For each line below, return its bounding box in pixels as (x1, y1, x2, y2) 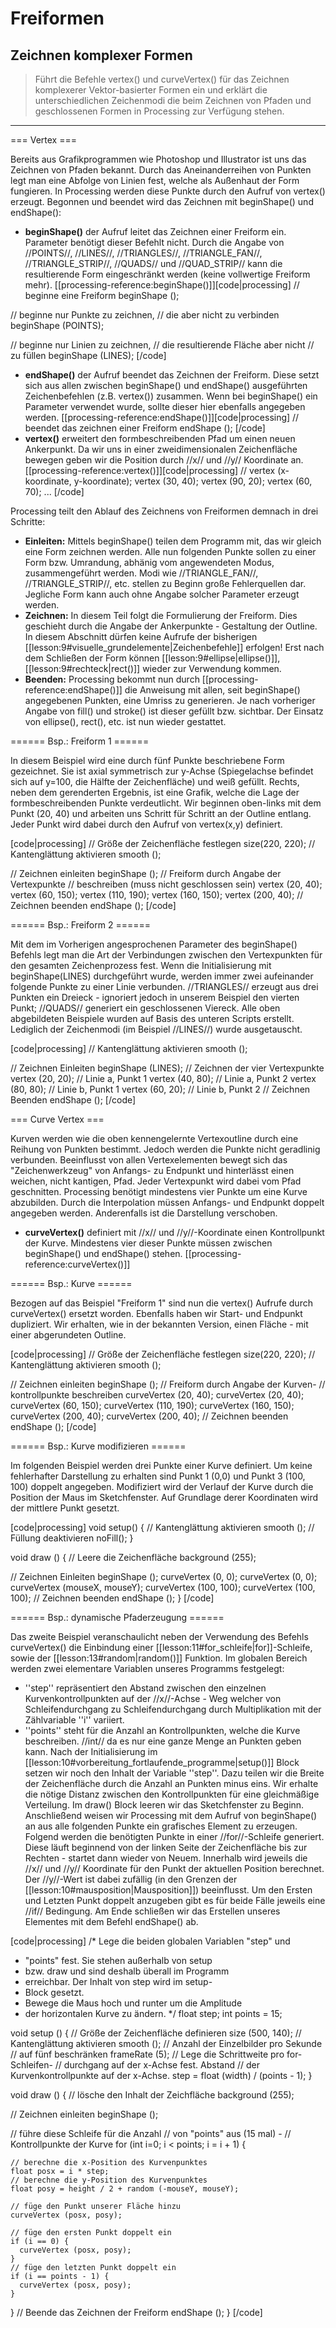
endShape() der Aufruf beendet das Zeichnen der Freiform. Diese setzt (24, 369, 320, 381)
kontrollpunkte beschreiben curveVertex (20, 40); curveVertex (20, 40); (10, 1389, 305, 1401)
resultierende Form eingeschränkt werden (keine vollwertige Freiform (24, 268, 311, 280)
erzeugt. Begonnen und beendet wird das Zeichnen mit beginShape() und (10, 196, 314, 207)
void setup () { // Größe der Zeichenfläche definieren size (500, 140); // (10, 2027, 302, 2039)
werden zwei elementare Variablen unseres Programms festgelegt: (10, 1663, 285, 1674)
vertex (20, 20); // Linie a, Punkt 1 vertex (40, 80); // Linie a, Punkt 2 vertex (10, 1073, 317, 1084)
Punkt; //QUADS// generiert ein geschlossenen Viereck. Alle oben (10, 1002, 281, 1014)
